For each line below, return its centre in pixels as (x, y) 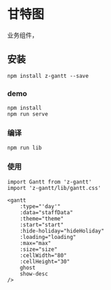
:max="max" (36, 243)
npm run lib (24, 148)
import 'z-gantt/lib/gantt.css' (54, 188)
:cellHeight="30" (45, 261)
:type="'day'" (40, 206)
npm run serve (28, 114)
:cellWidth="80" (44, 255)
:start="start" (42, 225)
